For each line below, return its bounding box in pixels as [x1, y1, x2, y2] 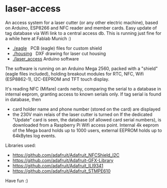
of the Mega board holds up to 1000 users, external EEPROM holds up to [12, 127, 162, 133]
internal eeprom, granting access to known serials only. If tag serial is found [5, 91, 161, 97]
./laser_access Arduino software [12, 55, 79, 61]
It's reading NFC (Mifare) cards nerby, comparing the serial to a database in [5, 85, 161, 91]
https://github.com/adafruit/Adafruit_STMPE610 [12, 168, 111, 174]
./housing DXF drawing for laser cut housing [12, 50, 106, 56]
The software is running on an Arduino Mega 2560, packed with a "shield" [5, 65, 158, 71]
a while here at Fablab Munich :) [5, 35, 71, 41]
